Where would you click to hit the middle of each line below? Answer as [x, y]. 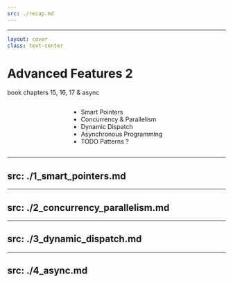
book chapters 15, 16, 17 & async [53, 93]
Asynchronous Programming [122, 134]
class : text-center [35, 46]
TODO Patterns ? [105, 141]
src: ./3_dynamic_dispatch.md [75, 239]
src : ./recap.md [31, 14]
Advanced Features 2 [70, 73]
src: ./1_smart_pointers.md [67, 176]
